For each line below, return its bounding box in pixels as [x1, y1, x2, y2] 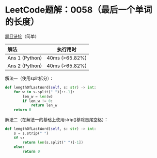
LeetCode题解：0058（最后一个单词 [5, 4, 153, 15]
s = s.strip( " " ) [14, 131, 49, 136]
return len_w [31, 103, 57, 108]
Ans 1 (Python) [7, 54, 42, 61]
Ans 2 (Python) [7, 62, 42, 69]
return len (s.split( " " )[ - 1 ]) [22, 140, 83, 145]
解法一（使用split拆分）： [5, 75, 54, 81]
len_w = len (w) [22, 94, 53, 99]
